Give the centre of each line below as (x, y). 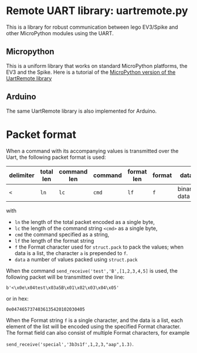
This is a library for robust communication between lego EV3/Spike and (92, 27)
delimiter (22, 175)
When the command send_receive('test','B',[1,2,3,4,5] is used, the (92, 270)
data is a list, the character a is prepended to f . (71, 253)
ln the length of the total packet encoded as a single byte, (85, 222)
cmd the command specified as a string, (62, 234)
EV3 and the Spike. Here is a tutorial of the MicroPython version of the (91, 72)
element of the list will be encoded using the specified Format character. (94, 326)
